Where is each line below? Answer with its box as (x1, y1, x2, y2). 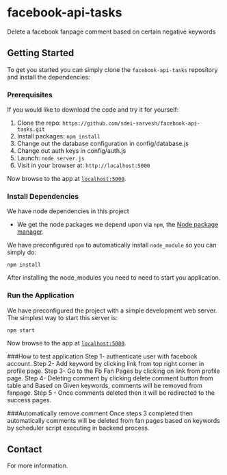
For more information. (7, 461, 68, 470)
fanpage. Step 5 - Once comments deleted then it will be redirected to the (7, 389, 215, 397)
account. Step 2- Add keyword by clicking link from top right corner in (7, 359, 204, 367)
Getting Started (7, 47, 75, 59)
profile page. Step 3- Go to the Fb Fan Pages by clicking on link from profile (7, 367, 220, 375)
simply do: (7, 248, 36, 256)
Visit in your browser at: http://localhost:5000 (16, 161, 150, 169)
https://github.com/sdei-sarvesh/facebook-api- (62, 120, 200, 127)
